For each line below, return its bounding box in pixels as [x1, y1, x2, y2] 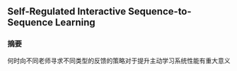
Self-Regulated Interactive [7, 6, 127, 18]
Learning [54, 17, 96, 29]
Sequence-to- [128, 6, 192, 18]
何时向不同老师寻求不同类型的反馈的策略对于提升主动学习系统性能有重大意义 [7, 56, 231, 65]
